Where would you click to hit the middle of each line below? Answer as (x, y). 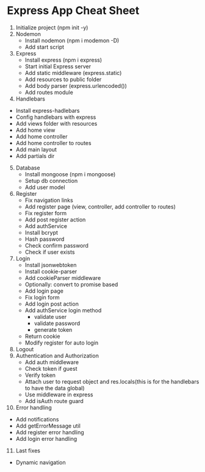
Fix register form (46, 213)
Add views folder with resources (56, 123)
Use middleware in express (59, 395)
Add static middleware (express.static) (73, 73)
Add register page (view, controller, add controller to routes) (100, 206)
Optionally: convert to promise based (71, 284)
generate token (53, 329)
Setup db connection (51, 181)
